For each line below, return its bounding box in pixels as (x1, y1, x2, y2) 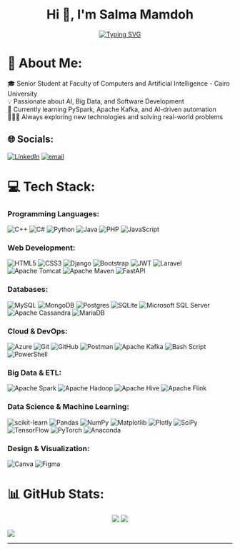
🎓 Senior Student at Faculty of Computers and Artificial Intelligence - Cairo (7, 79, 230, 88)
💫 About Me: (7, 55, 83, 71)
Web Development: (7, 243, 76, 253)
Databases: (7, 285, 49, 295)
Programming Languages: (7, 208, 100, 218)
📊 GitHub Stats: (7, 486, 105, 502)
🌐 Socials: (7, 133, 54, 146)
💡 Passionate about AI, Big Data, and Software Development (7, 96, 184, 106)
